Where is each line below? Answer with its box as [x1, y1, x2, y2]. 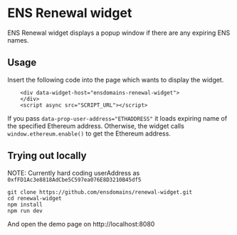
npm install [7, 201, 43, 208]
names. [7, 35, 29, 44]
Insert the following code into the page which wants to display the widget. [7, 75, 224, 84]
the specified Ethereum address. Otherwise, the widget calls [7, 121, 185, 130]
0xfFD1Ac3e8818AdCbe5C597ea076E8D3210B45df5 [7, 176, 142, 183]
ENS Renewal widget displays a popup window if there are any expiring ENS [7, 28, 231, 37]
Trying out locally [7, 150, 87, 162]
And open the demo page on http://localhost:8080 [7, 219, 155, 228]
